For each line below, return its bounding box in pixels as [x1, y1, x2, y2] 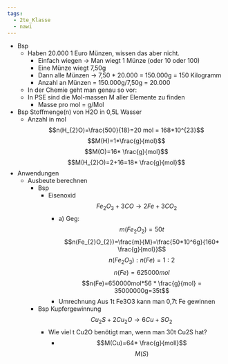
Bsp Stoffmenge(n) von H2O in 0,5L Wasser [17, 108, 142, 116]
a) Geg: [58, 215, 80, 223]
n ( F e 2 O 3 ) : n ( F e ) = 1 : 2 [108, 256, 175, 266]
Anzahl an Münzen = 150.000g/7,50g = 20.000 [37, 79, 171, 87]
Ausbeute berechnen [27, 177, 88, 185]
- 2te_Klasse [13, 17, 51, 23]
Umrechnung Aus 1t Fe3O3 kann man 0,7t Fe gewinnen [58, 297, 216, 305]
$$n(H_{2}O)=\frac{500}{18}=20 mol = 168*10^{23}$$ [48, 126, 205, 135]
